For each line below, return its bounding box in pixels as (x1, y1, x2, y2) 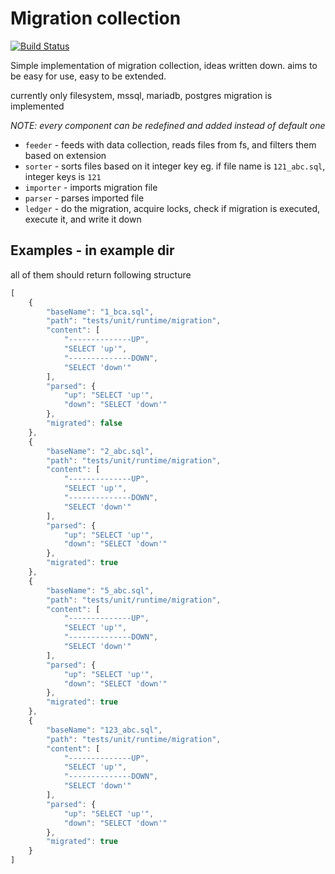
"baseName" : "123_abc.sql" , (46, 725, 163, 735)
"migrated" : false (46, 418, 123, 428)
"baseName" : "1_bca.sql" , (46, 307, 155, 317)
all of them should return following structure (10, 268, 192, 281)
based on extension (24, 149, 107, 161)
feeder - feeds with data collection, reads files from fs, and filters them (24, 138, 317, 151)
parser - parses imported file (24, 192, 145, 204)
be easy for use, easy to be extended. (10, 70, 167, 82)
